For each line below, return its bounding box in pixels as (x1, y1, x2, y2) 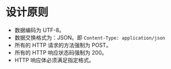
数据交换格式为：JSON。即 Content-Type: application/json (14, 34, 166, 41)
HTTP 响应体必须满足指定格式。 (14, 56, 95, 64)
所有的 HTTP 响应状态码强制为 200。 (14, 49, 107, 56)
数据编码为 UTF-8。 (14, 26, 65, 34)
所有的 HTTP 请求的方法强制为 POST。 (14, 41, 112, 49)
